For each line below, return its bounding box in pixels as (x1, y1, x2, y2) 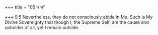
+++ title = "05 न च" (5, 4, 45, 10)
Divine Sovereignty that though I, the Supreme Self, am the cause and (5, 19, 149, 25)
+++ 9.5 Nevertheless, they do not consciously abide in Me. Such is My (5, 14, 153, 20)
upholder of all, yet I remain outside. (5, 25, 80, 30)
